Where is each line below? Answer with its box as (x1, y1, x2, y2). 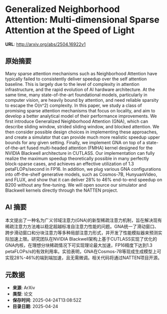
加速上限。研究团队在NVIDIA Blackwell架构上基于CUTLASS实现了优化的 (9, 236, 157, 242)
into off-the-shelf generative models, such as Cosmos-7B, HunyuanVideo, (5, 171, 158, 177)
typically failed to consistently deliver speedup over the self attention (5, 76, 147, 82)
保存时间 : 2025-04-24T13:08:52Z (12, 297, 82, 303)
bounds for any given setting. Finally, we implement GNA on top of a (5, 139, 146, 145)
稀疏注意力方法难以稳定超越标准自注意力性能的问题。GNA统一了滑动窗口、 (5, 223, 159, 229)
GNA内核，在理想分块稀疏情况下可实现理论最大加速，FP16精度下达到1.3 (5, 242, 153, 248)
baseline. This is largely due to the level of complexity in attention (5, 81, 140, 87)
